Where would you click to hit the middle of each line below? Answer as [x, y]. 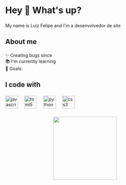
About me [21, 42]
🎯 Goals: [14, 69]
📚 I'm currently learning [31, 61]
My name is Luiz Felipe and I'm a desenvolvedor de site [63, 26]
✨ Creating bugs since [29, 56]
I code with [23, 85]
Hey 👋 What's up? [44, 10]
